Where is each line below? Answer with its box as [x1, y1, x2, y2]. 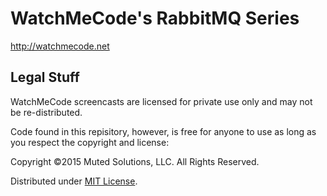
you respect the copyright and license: [10, 136, 170, 148]
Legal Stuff [10, 69, 80, 86]
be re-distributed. [10, 106, 83, 118]
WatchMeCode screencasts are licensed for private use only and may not [10, 95, 313, 107]
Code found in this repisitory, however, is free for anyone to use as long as [10, 125, 317, 137]
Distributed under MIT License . [10, 175, 138, 187]
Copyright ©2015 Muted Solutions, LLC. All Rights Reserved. [10, 155, 260, 167]
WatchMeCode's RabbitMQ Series [10, 7, 300, 30]
